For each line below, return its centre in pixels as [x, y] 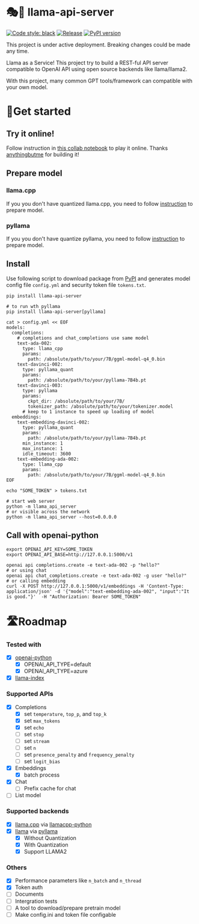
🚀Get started [38, 112]
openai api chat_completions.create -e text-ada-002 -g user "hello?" [96, 576]
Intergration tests [36, 901]
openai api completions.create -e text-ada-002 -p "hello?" [83, 565]
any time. [18, 51]
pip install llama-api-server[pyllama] [56, 312]
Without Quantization [50, 838]
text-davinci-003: [40, 385]
